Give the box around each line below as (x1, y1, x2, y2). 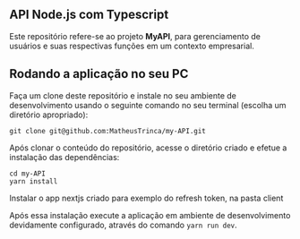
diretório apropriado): (9, 109, 89, 120)
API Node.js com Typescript (9, 7, 169, 22)
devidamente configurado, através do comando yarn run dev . (9, 219, 237, 230)
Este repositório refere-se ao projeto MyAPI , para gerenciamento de (9, 30, 261, 41)
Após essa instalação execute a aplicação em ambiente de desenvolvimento (9, 209, 291, 220)
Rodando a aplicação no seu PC (9, 66, 189, 81)
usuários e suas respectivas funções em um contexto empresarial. (9, 40, 255, 51)
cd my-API (9, 169, 47, 178)
